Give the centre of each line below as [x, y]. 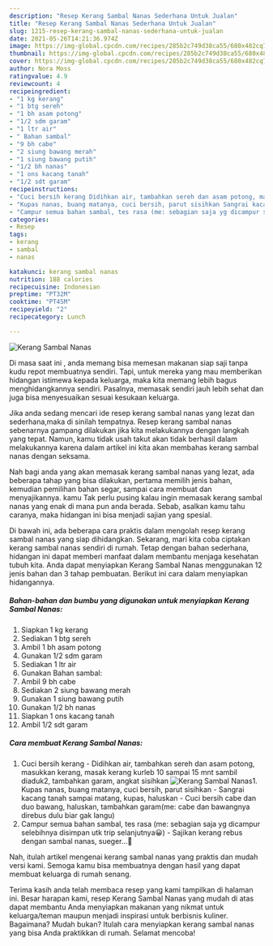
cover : [20, 62]
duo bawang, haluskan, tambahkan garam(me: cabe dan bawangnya [135, 807]
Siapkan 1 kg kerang [54, 630]
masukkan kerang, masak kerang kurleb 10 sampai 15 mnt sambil [129, 772]
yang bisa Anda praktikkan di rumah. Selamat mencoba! [102, 932]
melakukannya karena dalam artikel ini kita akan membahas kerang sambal [134, 447]
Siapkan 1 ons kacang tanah [68, 716]
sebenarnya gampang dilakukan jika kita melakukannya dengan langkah [129, 430]
